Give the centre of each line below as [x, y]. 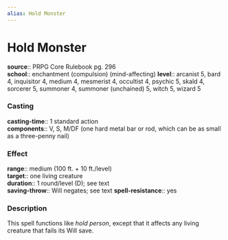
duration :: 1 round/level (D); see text [58, 184]
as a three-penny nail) [38, 135]
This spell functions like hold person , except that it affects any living [103, 223]
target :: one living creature [45, 176]
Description [27, 208]
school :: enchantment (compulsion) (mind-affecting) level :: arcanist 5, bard [114, 74]
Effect [18, 153]
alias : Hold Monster [37, 13]
